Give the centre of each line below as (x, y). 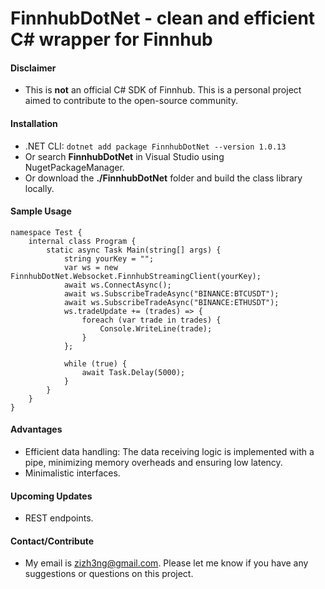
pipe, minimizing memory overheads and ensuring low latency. (153, 462)
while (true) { (95, 363)
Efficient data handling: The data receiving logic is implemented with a (169, 451)
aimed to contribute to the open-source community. (131, 101)
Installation (34, 123)
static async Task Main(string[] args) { (134, 250)
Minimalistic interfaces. (72, 473)
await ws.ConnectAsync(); (117, 285)
